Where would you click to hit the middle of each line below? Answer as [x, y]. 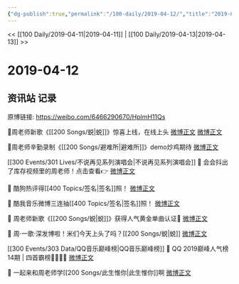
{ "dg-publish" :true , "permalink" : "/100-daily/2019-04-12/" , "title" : [110, 14]
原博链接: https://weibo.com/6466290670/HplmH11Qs [86, 116]
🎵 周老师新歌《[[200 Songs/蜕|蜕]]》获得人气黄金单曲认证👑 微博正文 [108, 218]
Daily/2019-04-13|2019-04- [185, 34]
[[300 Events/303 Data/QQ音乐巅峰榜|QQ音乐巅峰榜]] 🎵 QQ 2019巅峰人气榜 [118, 248]
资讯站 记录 [32, 98]
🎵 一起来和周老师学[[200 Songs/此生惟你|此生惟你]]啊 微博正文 [99, 272]
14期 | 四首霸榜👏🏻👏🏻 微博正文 [51, 257]
